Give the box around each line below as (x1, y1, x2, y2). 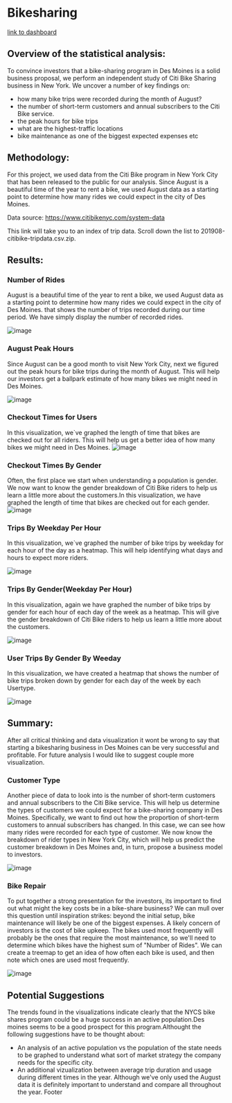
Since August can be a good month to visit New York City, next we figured (7, 359, 219, 368)
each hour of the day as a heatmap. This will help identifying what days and (7, 546, 223, 555)
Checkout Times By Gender (7, 460, 102, 470)
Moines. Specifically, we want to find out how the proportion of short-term (7, 813, 220, 822)
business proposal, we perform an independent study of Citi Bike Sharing (7, 74, 217, 82)
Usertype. (7, 684, 36, 692)
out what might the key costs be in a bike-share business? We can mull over (7, 904, 224, 913)
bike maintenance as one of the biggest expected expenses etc (17, 131, 199, 140)
